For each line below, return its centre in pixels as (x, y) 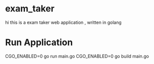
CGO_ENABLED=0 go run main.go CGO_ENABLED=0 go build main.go (77, 56)
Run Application (39, 42)
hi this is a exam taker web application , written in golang (64, 22)
